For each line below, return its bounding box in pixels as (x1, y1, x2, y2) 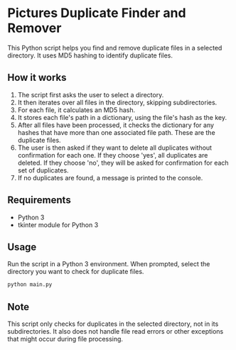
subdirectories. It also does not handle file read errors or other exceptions (7, 327, 224, 336)
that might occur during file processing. (7, 335, 123, 344)
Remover (7, 20, 62, 36)
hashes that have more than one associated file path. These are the (17, 128, 215, 136)
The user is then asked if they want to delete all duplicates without (17, 143, 212, 152)
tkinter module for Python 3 (17, 220, 99, 229)
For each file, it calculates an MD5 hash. (17, 105, 136, 114)
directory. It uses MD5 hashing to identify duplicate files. (7, 51, 173, 60)
